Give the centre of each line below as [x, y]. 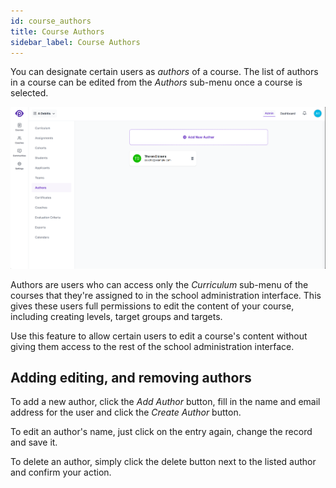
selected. [29, 93]
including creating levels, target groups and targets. [116, 316]
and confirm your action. [61, 472]
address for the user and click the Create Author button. [126, 412]
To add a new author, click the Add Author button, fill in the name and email [165, 402]
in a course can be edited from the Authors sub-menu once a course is [156, 82]
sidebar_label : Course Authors [75, 42]
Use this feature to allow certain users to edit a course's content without [159, 336]
